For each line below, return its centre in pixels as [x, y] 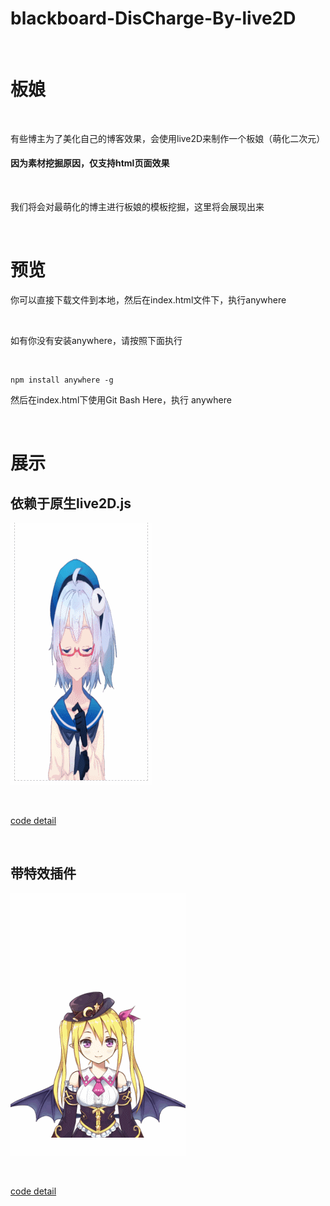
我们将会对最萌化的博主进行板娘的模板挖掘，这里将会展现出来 [137, 207]
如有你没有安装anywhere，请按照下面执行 [96, 341]
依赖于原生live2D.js [71, 503]
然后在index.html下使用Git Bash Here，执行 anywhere [121, 400]
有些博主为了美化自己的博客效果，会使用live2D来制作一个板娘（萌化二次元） [168, 138]
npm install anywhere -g [62, 380]
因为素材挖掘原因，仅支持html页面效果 [90, 163]
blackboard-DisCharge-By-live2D [153, 18]
